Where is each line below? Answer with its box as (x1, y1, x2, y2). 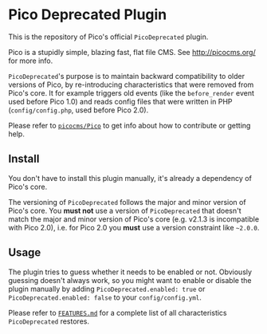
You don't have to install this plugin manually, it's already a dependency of (8, 173, 253, 183)
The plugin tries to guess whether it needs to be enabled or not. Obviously (8, 267, 253, 277)
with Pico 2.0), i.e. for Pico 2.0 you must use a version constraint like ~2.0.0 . (8, 222, 260, 232)
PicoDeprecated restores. (8, 316, 90, 326)
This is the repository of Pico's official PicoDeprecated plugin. (8, 32, 209, 41)
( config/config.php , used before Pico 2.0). (8, 105, 149, 115)
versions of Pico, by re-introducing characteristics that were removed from (8, 80, 254, 89)
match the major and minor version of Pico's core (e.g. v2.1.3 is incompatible (8, 214, 260, 224)
